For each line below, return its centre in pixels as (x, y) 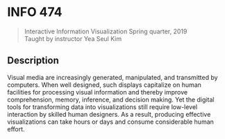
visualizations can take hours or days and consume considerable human (110, 122)
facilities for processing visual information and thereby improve (98, 92)
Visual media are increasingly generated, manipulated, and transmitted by (112, 77)
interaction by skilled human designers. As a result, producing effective (109, 114)
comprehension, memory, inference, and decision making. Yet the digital (111, 99)
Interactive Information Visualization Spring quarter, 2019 (106, 31)
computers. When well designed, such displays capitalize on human (104, 85)
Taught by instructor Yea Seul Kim (73, 38)
